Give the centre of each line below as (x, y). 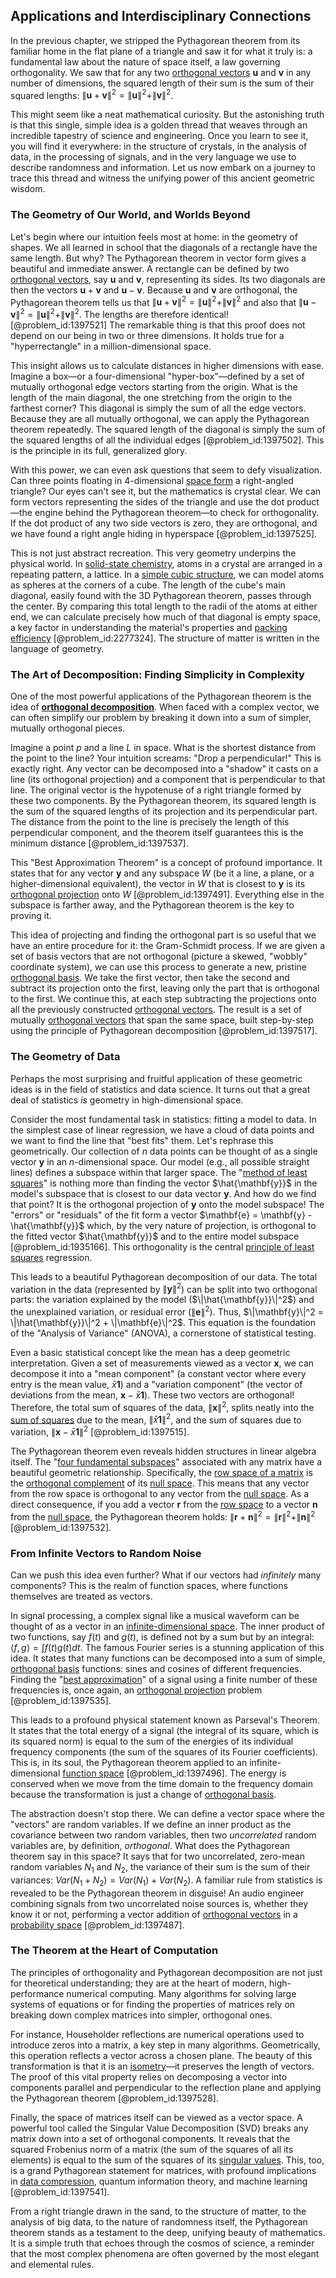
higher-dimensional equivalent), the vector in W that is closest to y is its (158, 884)
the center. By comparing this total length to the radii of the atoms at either (164, 606)
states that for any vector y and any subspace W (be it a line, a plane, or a (162, 873)
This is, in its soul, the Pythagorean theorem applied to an (129, 1762)
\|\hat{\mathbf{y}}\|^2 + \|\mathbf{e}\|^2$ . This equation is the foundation (163, 1322)
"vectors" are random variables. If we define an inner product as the (151, 1824)
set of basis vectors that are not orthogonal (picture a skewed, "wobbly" (159, 956)
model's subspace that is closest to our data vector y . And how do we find (163, 1193)
